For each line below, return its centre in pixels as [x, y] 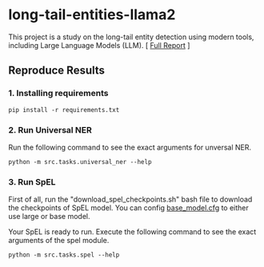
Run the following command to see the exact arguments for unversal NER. [130, 147]
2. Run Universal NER [50, 130]
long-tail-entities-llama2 [92, 15]
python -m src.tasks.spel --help [64, 255]
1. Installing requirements [58, 94]
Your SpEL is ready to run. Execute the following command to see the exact [132, 232]
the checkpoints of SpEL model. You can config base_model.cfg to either [129, 208]
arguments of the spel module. [59, 241]
